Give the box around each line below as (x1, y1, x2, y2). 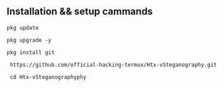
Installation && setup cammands (6, 6, 154, 18)
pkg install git (6, 49, 55, 56)
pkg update (6, 24, 39, 31)
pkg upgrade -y (6, 37, 52, 44)
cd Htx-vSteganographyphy (9, 73, 87, 80)
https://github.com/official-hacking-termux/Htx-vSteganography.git (9, 61, 218, 68)
